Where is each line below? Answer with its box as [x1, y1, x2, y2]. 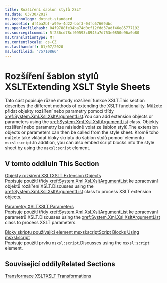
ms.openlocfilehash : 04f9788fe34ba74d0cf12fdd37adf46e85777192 [5, 26, 140, 31]
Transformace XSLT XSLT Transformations [5, 273, 91, 279]
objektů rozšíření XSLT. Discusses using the [5, 183, 94, 189]
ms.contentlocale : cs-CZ [5, 40, 57, 45]
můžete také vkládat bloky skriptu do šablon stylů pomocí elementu [5, 135, 144, 141]
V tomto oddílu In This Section [5, 159, 99, 168]
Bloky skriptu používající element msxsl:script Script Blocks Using [5, 229, 140, 235]
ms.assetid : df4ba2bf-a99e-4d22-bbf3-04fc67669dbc [5, 21, 113, 26]
